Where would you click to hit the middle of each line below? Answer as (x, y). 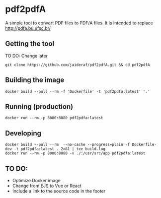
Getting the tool (30, 44)
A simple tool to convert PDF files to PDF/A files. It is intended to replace (79, 23)
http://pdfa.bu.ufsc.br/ (28, 28)
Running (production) (39, 106)
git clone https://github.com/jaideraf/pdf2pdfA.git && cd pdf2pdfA (78, 65)
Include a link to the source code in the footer (59, 191)
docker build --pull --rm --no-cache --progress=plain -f (68, 145)
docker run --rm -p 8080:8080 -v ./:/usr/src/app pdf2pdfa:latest (75, 153)
